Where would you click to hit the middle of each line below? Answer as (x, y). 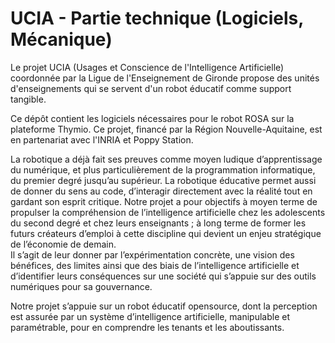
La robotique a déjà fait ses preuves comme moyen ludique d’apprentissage (166, 159)
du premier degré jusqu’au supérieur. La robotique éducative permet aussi (163, 180)
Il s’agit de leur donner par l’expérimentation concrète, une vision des (152, 254)
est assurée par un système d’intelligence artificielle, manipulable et (150, 316)
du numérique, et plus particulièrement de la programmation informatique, (163, 169)
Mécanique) (61, 39)
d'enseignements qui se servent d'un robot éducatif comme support (151, 88)
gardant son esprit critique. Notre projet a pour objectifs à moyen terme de (164, 201)
